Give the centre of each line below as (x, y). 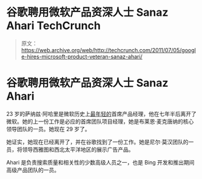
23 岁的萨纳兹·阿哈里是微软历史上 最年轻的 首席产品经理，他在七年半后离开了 (102, 113)
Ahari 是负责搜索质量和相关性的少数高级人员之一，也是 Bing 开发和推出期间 (100, 162)
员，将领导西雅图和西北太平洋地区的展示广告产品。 (70, 149)
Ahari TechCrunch (54, 26)
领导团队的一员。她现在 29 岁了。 (49, 129)
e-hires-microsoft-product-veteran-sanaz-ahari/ (82, 56)
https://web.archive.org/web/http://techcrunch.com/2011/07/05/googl (108, 50)
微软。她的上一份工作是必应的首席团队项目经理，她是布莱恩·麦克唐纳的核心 (100, 121)
